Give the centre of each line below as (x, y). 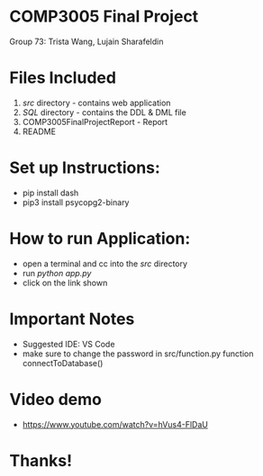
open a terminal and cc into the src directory (104, 264)
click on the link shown (65, 283)
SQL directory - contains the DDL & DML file (104, 112)
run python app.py (57, 273)
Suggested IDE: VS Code (68, 344)
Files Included (63, 78)
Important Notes (72, 319)
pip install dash (50, 193)
